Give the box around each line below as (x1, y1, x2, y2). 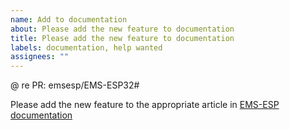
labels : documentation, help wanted (10, 42, 163, 53)
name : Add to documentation (10, 14, 128, 25)
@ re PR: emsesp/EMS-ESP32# (10, 79, 140, 91)
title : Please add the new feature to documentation (10, 33, 235, 43)
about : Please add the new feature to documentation (10, 24, 235, 34)
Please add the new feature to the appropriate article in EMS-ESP (10, 99, 280, 111)
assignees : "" (10, 52, 70, 62)
